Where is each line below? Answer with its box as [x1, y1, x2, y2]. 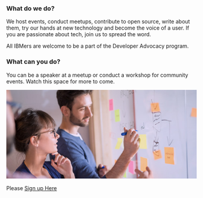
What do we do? [6, 4, 55, 13]
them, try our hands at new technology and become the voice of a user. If [6, 24, 190, 31]
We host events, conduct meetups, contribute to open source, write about [6, 18, 190, 25]
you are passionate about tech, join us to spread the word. [6, 31, 152, 38]
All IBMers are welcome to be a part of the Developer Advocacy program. [6, 42, 189, 49]
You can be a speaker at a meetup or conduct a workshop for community [6, 71, 188, 78]
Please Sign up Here [6, 184, 57, 191]
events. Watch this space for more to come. [6, 77, 115, 85]
